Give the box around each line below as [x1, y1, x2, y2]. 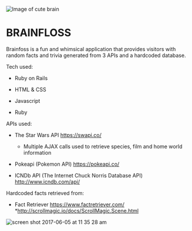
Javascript [14, 97, 41, 104]
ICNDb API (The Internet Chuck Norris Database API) [14, 172, 143, 179]
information [23, 149, 52, 156]
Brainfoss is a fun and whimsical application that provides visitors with [6, 45, 176, 52]
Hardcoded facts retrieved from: [6, 189, 84, 196]
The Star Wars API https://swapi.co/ [14, 131, 102, 138]
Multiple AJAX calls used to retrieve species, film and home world [23, 143, 183, 150]
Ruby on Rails [14, 74, 48, 82]
